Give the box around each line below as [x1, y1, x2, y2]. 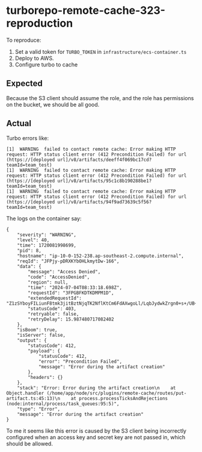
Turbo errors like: [6, 134, 49, 142]
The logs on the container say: [6, 215, 82, 222]
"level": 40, [17, 237, 50, 243]
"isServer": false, [17, 332, 66, 338]
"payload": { [28, 348, 61, 354]
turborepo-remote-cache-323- [6, 4, 165, 18]
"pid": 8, [17, 247, 42, 253]
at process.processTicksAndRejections [70, 395, 168, 401]
